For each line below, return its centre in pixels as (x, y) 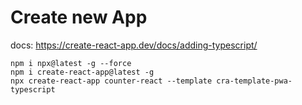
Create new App (79, 17)
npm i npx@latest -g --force (71, 63)
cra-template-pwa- (254, 81)
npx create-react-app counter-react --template (111, 81)
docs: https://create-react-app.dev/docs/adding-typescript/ (134, 45)
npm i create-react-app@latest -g (82, 72)
